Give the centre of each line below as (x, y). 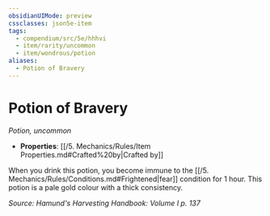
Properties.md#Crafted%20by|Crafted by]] (92, 155)
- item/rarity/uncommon (55, 46)
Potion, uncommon (40, 131)
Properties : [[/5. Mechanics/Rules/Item (85, 146)
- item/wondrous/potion (55, 53)
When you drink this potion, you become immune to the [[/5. (109, 170)
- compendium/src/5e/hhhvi (61, 38)
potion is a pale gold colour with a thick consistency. (96, 187)
